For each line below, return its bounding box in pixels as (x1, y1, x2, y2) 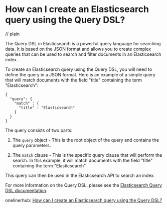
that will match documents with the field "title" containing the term (5, 77, 142, 83)
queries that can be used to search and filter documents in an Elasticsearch (5, 51, 161, 57)
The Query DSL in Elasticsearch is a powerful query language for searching (5, 40, 161, 46)
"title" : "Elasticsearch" (18, 105, 75, 110)
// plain (5, 31, 20, 37)
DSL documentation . (5, 187, 48, 193)
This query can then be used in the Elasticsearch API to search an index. (5, 172, 155, 178)
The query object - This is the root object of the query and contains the (12, 137, 159, 143)
